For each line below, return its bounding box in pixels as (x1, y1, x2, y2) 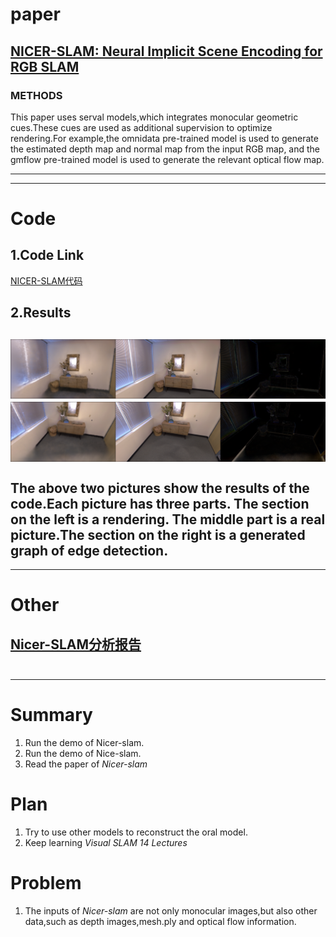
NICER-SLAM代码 (10, 274, 83, 287)
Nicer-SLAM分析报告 (10, 636, 142, 653)
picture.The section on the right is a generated (10, 526, 306, 543)
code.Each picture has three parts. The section (10, 495, 310, 512)
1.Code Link (10, 247, 85, 264)
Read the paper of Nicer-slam (24, 758, 148, 770)
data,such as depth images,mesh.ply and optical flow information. (24, 915, 297, 927)
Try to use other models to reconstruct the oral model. (24, 826, 248, 838)
